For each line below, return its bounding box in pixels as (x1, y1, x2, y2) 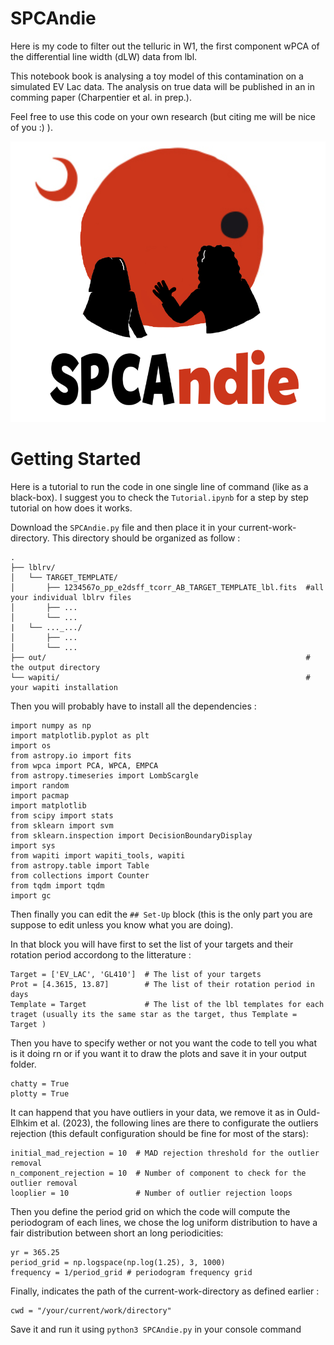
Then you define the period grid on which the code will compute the (10, 1205, 291, 1217)
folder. (10, 1058, 37, 1070)
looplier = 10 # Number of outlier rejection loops (10, 1188, 293, 1198)
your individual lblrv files (10, 592, 132, 602)
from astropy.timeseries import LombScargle (10, 770, 199, 781)
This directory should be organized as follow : (51, 532, 241, 544)
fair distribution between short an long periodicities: (10, 1227, 224, 1239)
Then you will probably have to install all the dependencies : (10, 700, 257, 712)
